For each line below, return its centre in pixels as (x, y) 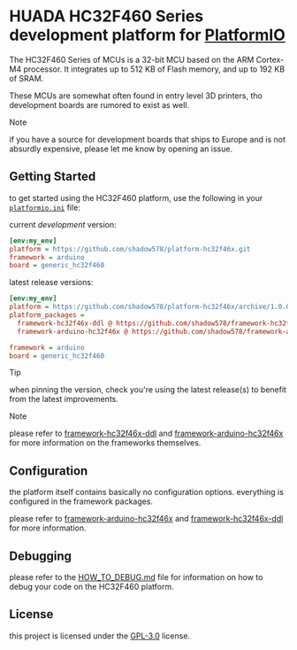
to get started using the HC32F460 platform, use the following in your (136, 197)
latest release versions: (51, 282)
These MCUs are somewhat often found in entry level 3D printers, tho (136, 96)
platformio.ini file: (45, 207)
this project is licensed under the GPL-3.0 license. (100, 636)
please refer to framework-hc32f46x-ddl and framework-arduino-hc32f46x (146, 433)
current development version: (63, 224)
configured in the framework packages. (81, 501)
